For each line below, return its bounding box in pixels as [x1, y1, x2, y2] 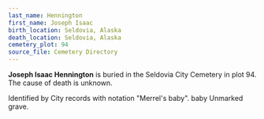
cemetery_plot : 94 [8, 41, 69, 49]
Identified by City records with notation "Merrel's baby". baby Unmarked [8, 94, 244, 102]
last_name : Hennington [8, 11, 83, 20]
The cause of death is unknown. [8, 78, 113, 87]
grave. [8, 102, 29, 111]
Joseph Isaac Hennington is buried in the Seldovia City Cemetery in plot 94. [8, 70, 257, 79]
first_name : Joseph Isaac [8, 19, 93, 27]
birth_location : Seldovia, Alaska [8, 26, 122, 34]
